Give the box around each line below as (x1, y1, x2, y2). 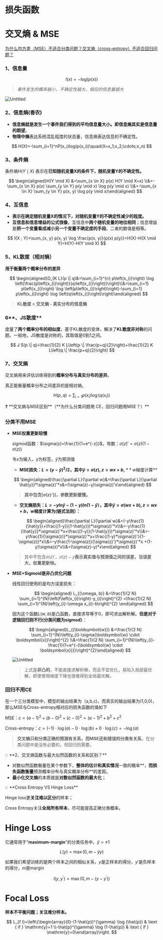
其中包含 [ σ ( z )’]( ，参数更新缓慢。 (24, 491, 91, 497)
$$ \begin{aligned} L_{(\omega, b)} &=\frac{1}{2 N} (34, 590, 137, 596)
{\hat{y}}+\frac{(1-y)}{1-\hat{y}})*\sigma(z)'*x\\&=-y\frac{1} (25, 523, 145, 529)
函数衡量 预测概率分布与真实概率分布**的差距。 (16, 768, 110, 774)
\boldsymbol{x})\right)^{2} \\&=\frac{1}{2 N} (16, 637, 104, 643)
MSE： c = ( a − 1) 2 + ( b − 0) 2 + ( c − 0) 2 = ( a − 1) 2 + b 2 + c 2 (5, 714, 122, 721)
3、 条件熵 (5, 156, 28, 163)
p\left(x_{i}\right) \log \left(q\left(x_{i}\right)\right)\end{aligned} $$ (15, 291, 148, 297)
